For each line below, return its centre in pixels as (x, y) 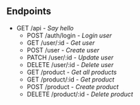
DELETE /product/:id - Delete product (80, 94)
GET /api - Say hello (45, 28)
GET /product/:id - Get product (70, 79)
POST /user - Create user (63, 50)
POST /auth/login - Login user (69, 35)
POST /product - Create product (72, 86)
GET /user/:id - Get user (61, 42)
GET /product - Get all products (72, 72)
